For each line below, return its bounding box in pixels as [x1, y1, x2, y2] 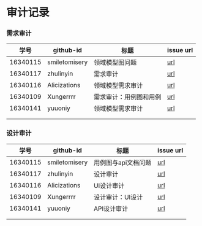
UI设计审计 [94, 181, 125, 190]
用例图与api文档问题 [94, 158, 152, 166]
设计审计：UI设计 [94, 193, 143, 201]
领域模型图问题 [94, 58, 137, 67]
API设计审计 [94, 204, 129, 212]
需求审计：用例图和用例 [94, 93, 162, 101]
